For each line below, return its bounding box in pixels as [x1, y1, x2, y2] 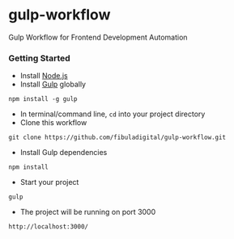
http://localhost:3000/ [8, 223, 89, 231]
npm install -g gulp [8, 95, 79, 103]
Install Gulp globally [19, 79, 87, 90]
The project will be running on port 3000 [19, 208, 156, 217]
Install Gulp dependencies [19, 148, 108, 157]
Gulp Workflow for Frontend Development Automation [8, 32, 188, 42]
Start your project [19, 178, 79, 187]
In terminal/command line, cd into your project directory [19, 109, 206, 119]
